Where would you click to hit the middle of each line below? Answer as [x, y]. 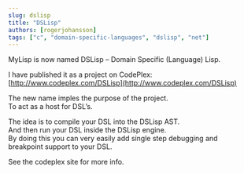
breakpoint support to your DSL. [60, 147]
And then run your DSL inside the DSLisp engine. [87, 130]
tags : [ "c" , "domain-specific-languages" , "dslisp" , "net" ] [109, 37]
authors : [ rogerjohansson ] [52, 30]
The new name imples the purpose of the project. [88, 98]
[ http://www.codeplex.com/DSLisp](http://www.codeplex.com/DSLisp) [123, 83]
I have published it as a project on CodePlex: [80, 74]
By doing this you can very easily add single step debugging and [113, 139]
